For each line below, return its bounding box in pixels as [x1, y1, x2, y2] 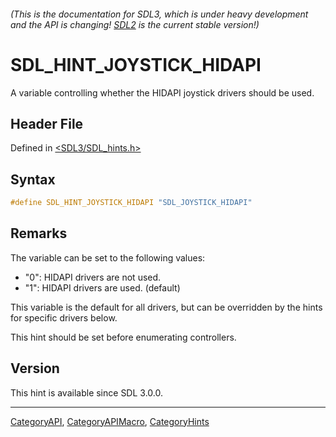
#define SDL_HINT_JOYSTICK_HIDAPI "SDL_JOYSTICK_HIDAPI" [10, 198, 253, 208]
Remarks [10, 225, 68, 242]
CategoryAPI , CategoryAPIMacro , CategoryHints [10, 415, 210, 427]
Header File [10, 115, 84, 132]
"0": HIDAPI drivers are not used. [24, 271, 162, 283]
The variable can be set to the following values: [10, 251, 206, 264]
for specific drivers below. [10, 311, 118, 324]
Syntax [10, 171, 56, 188]
